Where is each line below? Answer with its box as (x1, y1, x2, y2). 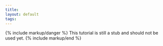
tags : (5, 16, 16, 21)
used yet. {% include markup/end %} (5, 35, 82, 41)
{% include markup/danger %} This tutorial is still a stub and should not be (5, 30, 159, 36)
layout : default (5, 12, 39, 17)
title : (5, 7, 19, 12)
